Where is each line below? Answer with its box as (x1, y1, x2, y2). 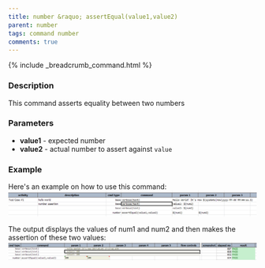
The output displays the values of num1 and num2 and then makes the (8, 224, 237, 233)
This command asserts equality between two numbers (8, 98, 185, 108)
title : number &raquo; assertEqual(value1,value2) (8, 13, 178, 21)
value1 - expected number (19, 135, 106, 145)
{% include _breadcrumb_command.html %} (8, 60, 152, 70)
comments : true (8, 38, 58, 46)
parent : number (8, 21, 58, 29)
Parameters (8, 118, 54, 129)
